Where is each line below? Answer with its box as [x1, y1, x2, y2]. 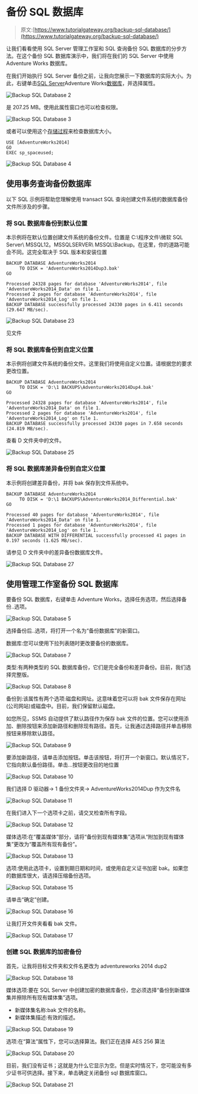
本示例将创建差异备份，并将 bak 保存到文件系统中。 [6, 479, 132, 486]
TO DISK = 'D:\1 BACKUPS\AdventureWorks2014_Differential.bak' [19, 496, 178, 502]
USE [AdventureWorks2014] [6, 139, 70, 145]
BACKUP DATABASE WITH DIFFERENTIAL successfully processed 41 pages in [6, 533, 186, 538]
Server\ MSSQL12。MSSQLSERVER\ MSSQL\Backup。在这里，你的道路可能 [6, 241, 190, 248]
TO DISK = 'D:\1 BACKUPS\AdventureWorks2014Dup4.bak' [19, 385, 154, 391]
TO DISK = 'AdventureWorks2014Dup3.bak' [19, 265, 120, 272]
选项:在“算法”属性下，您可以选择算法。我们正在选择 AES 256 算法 [6, 1038, 165, 1045]
